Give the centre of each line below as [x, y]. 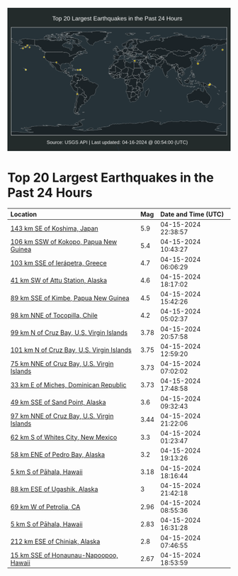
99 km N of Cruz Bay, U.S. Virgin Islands [69, 333]
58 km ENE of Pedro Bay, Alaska [57, 454]
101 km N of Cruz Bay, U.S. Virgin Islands [71, 350]
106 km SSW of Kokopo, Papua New [64, 242]
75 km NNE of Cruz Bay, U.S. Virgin [62, 364]
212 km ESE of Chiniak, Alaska [55, 542]
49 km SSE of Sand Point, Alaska [58, 402]
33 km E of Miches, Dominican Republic [68, 384]
